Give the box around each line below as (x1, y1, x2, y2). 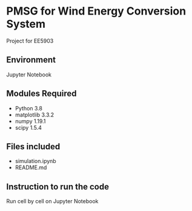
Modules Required (6, 89, 77, 99)
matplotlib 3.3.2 (15, 111, 55, 118)
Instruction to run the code (6, 181, 110, 192)
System (6, 17, 46, 31)
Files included (6, 141, 61, 152)
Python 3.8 (15, 104, 42, 112)
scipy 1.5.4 (15, 124, 42, 131)
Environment (6, 55, 56, 65)
